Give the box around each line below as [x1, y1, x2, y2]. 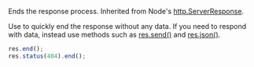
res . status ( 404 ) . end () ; [8, 52, 87, 60]
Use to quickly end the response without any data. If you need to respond [8, 22, 246, 30]
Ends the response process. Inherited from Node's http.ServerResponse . [8, 7, 245, 16]
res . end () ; [8, 45, 44, 53]
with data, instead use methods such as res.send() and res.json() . [8, 30, 221, 39]
